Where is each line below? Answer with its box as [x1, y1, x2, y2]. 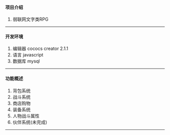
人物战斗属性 [12, 113, 39, 119]
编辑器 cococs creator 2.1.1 [12, 45, 68, 52]
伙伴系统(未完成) [12, 119, 48, 125]
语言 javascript [12, 52, 44, 58]
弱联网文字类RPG [12, 16, 49, 22]
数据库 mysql [12, 58, 40, 64]
